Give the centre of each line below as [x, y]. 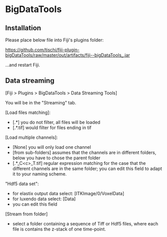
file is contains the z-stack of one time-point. [59, 229]
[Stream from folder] [26, 214]
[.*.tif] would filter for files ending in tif [52, 128]
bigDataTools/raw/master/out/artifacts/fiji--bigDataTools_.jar [68, 55]
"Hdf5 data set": [22, 184]
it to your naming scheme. [39, 174]
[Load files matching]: [28, 112]
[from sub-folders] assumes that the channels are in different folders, [84, 152]
